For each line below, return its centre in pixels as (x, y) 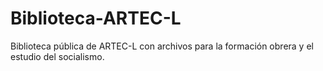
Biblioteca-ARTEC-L (96, 18)
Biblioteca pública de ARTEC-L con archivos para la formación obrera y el (162, 46)
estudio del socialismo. (57, 56)
